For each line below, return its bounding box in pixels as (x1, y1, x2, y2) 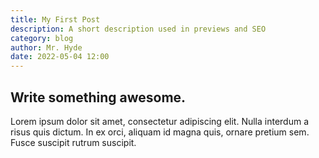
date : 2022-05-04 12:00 (10, 52, 110, 62)
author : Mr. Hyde (10, 42, 83, 53)
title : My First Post (10, 14, 101, 25)
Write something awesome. (10, 89, 187, 106)
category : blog (10, 33, 74, 43)
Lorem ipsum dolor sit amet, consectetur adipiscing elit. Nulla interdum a (10, 115, 310, 127)
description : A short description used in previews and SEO (10, 24, 267, 34)
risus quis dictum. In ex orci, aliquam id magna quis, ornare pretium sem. (10, 126, 310, 138)
